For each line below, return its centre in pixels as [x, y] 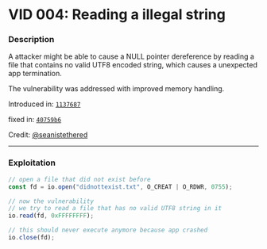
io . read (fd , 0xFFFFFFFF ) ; [51, 216]
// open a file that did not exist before [79, 179]
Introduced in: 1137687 [44, 104]
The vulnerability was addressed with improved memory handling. [116, 89]
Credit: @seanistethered [48, 135]
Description [31, 40]
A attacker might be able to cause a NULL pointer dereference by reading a [131, 56]
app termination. [35, 74]
